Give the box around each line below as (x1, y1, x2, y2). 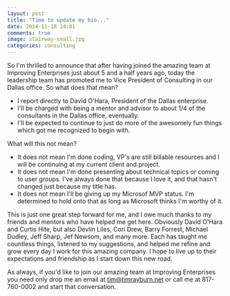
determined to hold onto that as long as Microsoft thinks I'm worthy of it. (17, 197, 223, 205)
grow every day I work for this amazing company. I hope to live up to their (7, 247, 217, 255)
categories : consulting (7, 42, 76, 49)
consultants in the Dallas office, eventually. (17, 111, 140, 120)
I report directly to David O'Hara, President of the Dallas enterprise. (17, 97, 209, 104)
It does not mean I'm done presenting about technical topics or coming (17, 167, 220, 176)
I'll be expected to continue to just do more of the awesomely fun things (17, 119, 222, 127)
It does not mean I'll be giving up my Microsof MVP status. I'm (17, 189, 195, 198)
